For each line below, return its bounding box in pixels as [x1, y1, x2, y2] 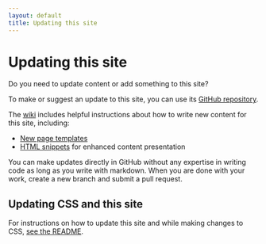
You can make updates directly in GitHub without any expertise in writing [8, 158, 246, 167]
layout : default [8, 11, 62, 20]
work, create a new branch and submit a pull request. [8, 174, 183, 184]
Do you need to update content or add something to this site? [8, 79, 209, 89]
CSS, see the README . [8, 227, 84, 236]
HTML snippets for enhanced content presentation [19, 142, 186, 151]
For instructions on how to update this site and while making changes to [8, 219, 244, 228]
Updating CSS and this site [8, 197, 143, 211]
